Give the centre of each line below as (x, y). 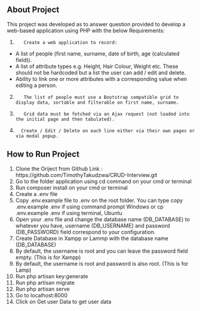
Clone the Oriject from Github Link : (59, 169)
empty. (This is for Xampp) (48, 257)
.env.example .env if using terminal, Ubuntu (69, 213)
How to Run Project (43, 154)
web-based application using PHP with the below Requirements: (86, 30)
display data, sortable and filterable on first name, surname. (97, 102)
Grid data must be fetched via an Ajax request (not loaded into (107, 114)
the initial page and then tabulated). (65, 119)
